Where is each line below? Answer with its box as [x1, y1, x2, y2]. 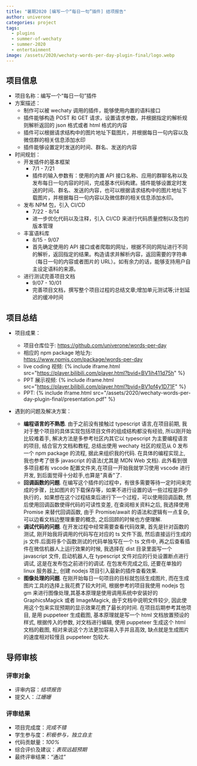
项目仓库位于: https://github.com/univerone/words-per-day [23, 342, 167, 349]
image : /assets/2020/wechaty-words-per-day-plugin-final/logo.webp [6, 52, 175, 58]
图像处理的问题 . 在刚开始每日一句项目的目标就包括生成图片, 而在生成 [23, 575, 189, 582]
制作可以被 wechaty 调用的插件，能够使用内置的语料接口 [23, 107, 161, 114]
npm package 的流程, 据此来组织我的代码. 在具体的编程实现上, [35, 449, 186, 457]
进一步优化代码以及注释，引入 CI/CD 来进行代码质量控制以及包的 [32, 215, 189, 222]
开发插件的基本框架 [23, 158, 71, 165]
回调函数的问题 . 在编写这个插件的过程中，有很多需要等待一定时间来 [23, 479, 186, 486]
